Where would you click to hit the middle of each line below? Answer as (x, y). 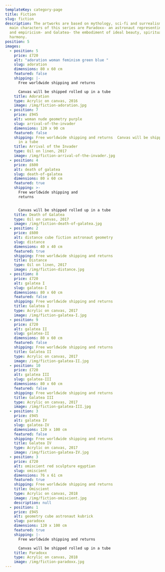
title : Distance (31, 260)
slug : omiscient (31, 471)
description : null (33, 503)
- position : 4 (24, 160)
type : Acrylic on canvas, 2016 (46, 101)
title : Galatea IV (33, 443)
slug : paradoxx (29, 521)
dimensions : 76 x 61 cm (38, 475)
